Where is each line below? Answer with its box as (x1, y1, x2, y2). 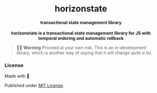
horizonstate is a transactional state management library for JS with (11, 30, 151, 36)
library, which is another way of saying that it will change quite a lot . (16, 50, 152, 56)
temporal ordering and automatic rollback (38, 35, 124, 41)
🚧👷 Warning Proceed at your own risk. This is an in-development (16, 45, 146, 51)
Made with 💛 (4, 73, 30, 79)
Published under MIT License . (4, 82, 64, 88)
